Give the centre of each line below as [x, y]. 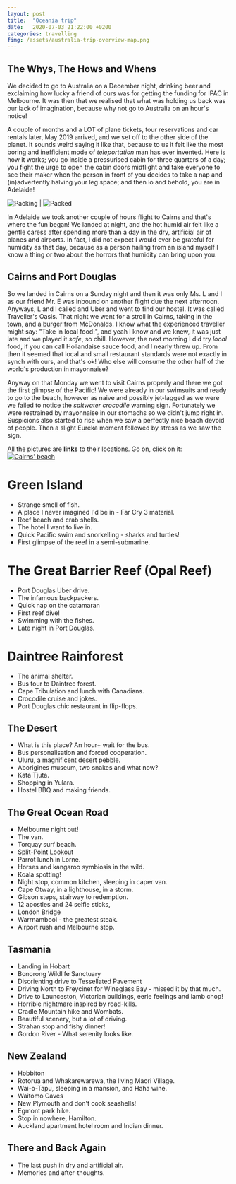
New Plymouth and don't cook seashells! [77, 1103]
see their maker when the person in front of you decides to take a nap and [115, 175]
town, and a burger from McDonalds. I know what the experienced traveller [116, 324]
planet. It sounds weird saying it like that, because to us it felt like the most [116, 144]
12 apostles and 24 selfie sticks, [64, 905]
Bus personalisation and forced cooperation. [82, 753]
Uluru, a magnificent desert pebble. [69, 760]
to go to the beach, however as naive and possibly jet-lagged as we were [113, 397]
